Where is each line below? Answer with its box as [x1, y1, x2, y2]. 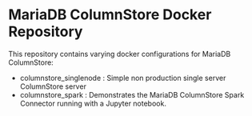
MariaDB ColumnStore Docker [8, 6, 212, 24]
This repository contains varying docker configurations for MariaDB [8, 49, 231, 58]
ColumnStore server [19, 82, 86, 91]
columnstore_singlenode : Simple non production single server [19, 73, 226, 82]
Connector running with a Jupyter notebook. [19, 98, 166, 108]
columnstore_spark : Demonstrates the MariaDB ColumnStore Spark [19, 90, 245, 99]
